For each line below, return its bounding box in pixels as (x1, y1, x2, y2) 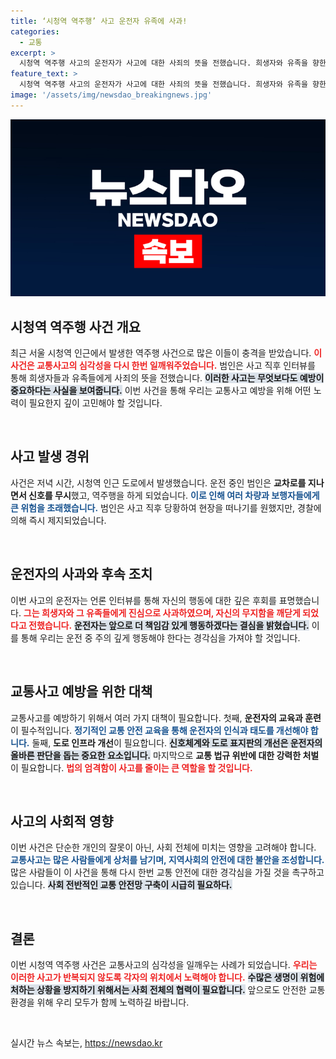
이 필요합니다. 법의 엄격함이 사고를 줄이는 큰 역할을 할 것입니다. (10, 761, 253, 774)
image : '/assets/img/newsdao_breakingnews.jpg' (10, 90, 213, 100)
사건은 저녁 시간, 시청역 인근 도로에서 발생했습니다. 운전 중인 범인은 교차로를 (10, 476, 307, 489)
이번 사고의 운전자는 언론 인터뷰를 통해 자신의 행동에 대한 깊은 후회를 (10, 594, 277, 606)
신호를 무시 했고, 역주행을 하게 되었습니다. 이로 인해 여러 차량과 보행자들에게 (28, 489, 320, 501)
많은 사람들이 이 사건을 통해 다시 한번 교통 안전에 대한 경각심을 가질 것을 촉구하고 (10, 866, 325, 879)
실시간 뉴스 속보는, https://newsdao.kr (10, 1037, 163, 1049)
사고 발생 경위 (10, 448, 90, 465)
